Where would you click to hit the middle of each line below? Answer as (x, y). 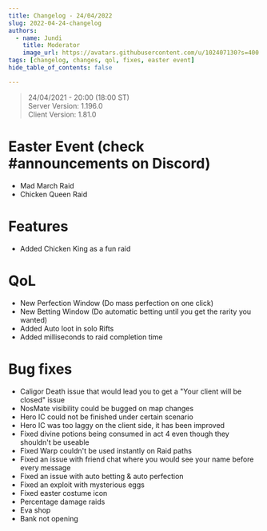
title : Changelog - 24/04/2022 (60, 16)
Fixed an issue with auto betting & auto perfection (102, 476)
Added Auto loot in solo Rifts (67, 328)
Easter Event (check (76, 147)
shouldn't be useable (54, 442)
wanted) (34, 319)
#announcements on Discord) (110, 163)
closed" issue (42, 399)
